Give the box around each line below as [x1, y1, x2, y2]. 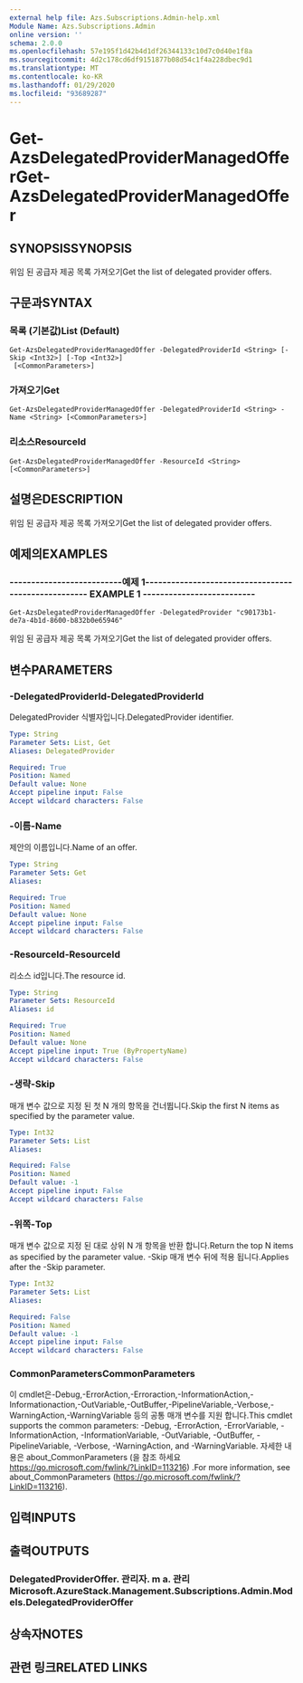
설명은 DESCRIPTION [9, 492, 124, 507]
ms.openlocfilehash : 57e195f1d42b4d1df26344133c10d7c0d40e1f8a [9, 47, 253, 56]
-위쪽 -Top [9, 1218, 52, 1230]
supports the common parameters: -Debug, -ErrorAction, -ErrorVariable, [9, 1420, 279, 1431]
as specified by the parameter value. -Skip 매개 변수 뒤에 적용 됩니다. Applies [9, 1251, 289, 1263]
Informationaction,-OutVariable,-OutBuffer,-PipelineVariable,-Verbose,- [9, 1400, 274, 1410]
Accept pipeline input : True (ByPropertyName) [9, 1047, 188, 1056]
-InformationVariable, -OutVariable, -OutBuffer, [80, 1430, 255, 1440]
